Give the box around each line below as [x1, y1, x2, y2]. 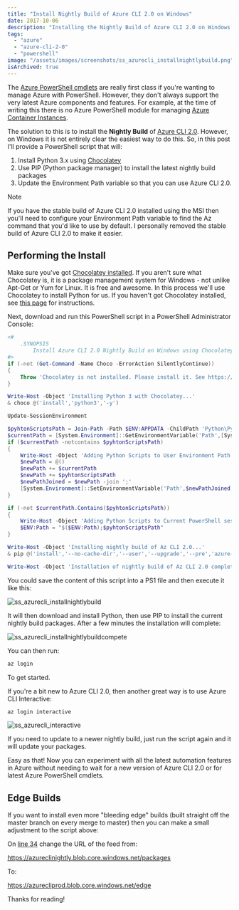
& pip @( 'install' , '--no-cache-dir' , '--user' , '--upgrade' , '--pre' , [7, 550, 212, 558]
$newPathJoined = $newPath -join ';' [20, 478, 132, 486]
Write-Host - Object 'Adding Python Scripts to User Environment [20, 451, 215, 459]
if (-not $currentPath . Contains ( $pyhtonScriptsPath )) [7, 504, 171, 511]
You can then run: [7, 646, 60, 655]
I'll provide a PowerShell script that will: [7, 142, 123, 150]
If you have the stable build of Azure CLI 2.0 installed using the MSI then [7, 206, 219, 214]
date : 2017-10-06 [7, 17, 59, 24]
